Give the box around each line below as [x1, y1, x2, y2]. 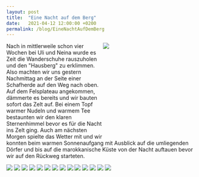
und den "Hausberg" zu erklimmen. [6, 62, 96, 69]
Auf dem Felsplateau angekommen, [6, 88, 96, 95]
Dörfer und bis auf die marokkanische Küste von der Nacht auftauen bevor [6, 146, 194, 153]
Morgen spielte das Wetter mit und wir [6, 133, 102, 141]
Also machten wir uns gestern [6, 68, 82, 76]
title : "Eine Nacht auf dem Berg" [6, 15, 97, 21]
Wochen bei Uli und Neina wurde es [6, 49, 96, 57]
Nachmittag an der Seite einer [6, 75, 82, 82]
